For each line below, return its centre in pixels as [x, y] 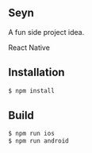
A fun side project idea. [46, 32]
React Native [29, 48]
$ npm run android [38, 141]
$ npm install [32, 90]
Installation [36, 73]
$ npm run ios [32, 134]
